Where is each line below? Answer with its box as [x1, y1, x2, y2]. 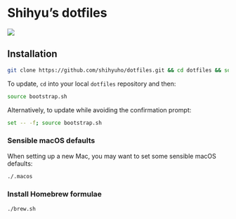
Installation [7, 48, 58, 60]
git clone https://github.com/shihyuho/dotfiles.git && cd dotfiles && [7, 67, 221, 74]
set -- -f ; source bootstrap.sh [7, 119, 102, 126]
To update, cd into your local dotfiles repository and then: [7, 79, 176, 88]
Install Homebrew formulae [7, 190, 102, 199]
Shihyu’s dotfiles [7, 5, 107, 21]
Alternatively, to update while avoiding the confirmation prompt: [7, 105, 192, 114]
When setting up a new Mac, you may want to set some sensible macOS [7, 152, 216, 160]
